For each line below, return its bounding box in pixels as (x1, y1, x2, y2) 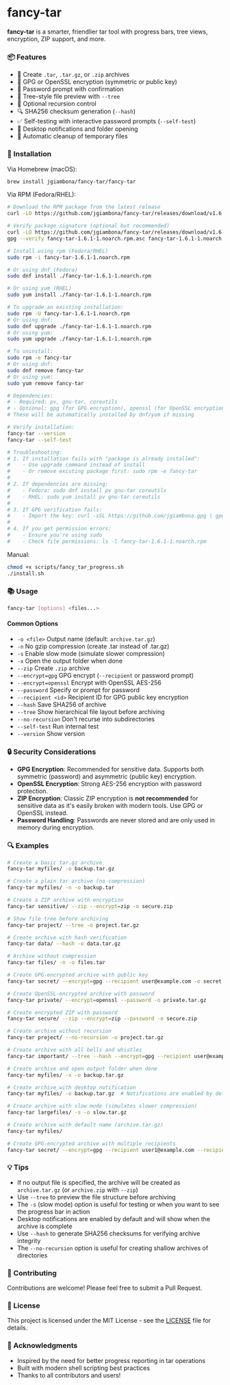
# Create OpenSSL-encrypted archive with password (7, 990, 155, 997)
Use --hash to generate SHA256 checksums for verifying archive (16, 1229, 201, 1238)
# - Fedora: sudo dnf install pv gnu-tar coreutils (7, 487, 167, 494)
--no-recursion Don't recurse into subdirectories (16, 715, 155, 723)
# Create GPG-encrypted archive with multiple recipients (7, 1140, 176, 1147)
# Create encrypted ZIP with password (7, 1009, 118, 1016)
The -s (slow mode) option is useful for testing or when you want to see (16, 1200, 220, 1208)
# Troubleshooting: (7, 449, 63, 456)
